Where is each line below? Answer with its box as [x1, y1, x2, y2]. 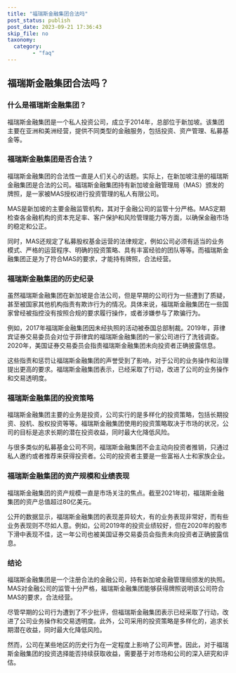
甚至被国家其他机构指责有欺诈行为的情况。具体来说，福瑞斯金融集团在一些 [7, 300, 223, 308]
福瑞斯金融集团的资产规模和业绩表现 [7, 471, 130, 481]
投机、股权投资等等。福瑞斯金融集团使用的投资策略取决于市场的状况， [19, 420, 223, 428]
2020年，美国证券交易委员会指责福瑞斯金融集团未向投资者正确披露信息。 [7, 341, 220, 350]
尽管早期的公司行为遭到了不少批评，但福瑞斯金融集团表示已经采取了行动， [7, 608, 223, 617]
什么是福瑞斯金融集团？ [7, 100, 86, 110]
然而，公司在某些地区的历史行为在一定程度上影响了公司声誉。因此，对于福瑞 [7, 641, 229, 649]
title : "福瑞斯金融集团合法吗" [7, 10, 88, 18]
